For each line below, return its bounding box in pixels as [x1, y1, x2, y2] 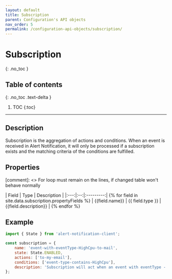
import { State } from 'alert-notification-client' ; [5, 231, 120, 236]
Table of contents [5, 81, 62, 89]
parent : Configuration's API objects [5, 17, 86, 22]
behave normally [5, 182, 41, 188]
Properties [5, 163, 40, 172]
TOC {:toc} [12, 104, 36, 110]
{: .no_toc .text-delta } [5, 94, 52, 100]
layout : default [5, 7, 40, 13]
